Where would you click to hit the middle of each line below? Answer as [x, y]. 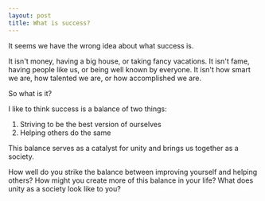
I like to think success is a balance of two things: [88, 109]
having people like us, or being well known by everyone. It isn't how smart [129, 69]
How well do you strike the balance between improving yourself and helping [133, 172]
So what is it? [30, 93]
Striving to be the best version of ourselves [90, 124]
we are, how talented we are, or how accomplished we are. [105, 78]
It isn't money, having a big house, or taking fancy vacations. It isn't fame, [129, 61]
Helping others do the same [65, 133]
